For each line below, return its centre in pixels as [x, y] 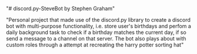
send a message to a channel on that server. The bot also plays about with [96, 38]
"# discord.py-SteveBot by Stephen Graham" [61, 9]
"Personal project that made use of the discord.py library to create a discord [98, 20]
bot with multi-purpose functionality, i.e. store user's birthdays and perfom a [98, 26]
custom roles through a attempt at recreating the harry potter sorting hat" [95, 45]
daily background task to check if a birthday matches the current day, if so [96, 32]
